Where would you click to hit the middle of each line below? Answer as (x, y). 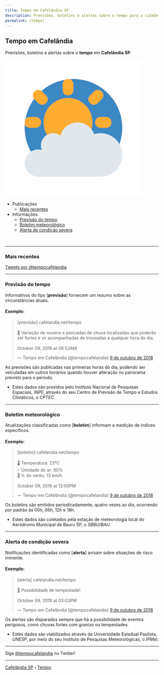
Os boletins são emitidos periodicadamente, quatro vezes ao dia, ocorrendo (81, 505)
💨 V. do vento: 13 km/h (40, 475)
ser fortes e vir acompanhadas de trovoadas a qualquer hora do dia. (85, 338)
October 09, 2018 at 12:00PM (46, 486)
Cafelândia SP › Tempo (28, 667)
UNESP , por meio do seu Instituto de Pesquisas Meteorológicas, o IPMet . (85, 639)
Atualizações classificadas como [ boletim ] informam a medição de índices (80, 425)
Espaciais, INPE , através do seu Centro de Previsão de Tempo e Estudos (85, 392)
